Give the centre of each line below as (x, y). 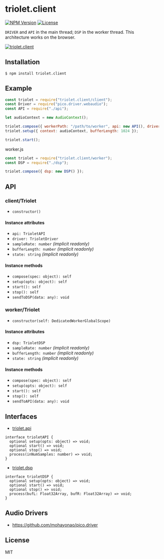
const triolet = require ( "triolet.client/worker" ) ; (59, 158)
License (17, 540)
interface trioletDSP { (29, 477)
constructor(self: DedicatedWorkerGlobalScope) (61, 321)
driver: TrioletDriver (35, 239)
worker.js (14, 149)
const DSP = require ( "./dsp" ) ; (37, 163)
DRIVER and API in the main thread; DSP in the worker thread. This (70, 32)
